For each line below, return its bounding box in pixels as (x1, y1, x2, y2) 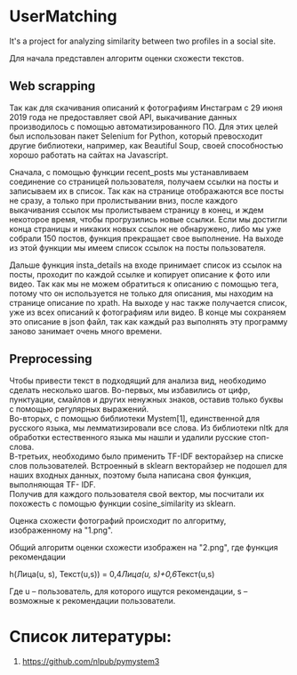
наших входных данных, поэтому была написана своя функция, (9, 470, 252, 480)
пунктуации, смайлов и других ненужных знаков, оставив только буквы (9, 394, 284, 405)
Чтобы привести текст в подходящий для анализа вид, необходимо (9, 375, 267, 386)
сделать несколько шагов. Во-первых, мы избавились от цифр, (9, 384, 251, 395)
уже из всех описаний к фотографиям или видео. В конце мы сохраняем (9, 307, 286, 317)
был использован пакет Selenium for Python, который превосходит (9, 131, 263, 141)
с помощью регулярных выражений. (9, 403, 149, 414)
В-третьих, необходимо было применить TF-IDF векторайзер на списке (9, 451, 284, 462)
